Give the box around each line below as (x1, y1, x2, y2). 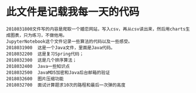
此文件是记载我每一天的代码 (6, 5, 140, 19)
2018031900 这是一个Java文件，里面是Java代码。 (6, 44, 115, 50)
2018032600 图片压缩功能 (6, 75, 64, 82)
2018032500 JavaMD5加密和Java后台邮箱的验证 (6, 70, 110, 75)
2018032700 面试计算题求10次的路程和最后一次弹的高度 (6, 82, 126, 88)
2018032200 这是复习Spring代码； (6, 51, 84, 57)
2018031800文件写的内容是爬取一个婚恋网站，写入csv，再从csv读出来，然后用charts (6, 26, 186, 32)
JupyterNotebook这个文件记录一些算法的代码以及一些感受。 (6, 39, 133, 44)
